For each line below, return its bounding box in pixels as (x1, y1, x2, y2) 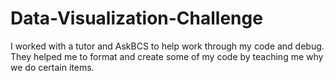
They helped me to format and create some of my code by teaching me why (10, 50, 324, 62)
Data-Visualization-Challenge (10, 7, 263, 30)
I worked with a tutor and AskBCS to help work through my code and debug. (10, 40, 325, 52)
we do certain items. (10, 61, 95, 73)
